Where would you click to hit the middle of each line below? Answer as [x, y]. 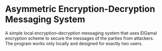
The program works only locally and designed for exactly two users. [74, 43]
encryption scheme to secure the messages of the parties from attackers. [80, 38]
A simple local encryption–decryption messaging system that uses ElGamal [81, 33]
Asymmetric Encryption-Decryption [80, 9]
